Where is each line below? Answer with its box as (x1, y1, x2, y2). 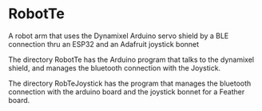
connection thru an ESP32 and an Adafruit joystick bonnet (8, 39, 200, 48)
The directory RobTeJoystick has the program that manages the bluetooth (8, 78, 252, 88)
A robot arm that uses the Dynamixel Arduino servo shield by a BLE (8, 31, 229, 40)
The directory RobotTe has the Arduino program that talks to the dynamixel (8, 55, 254, 64)
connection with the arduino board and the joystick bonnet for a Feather (8, 86, 245, 96)
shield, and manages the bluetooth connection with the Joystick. (8, 63, 221, 72)
